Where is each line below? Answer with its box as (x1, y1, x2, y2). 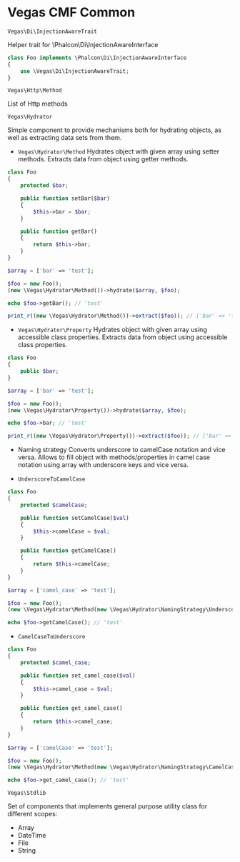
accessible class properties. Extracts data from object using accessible (17, 333, 228, 341)
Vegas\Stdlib (7, 790, 46, 797)
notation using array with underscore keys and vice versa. (17, 461, 189, 469)
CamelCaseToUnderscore (17, 633, 86, 641)
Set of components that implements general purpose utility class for (7, 802, 208, 811)
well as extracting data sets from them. (7, 134, 122, 142)
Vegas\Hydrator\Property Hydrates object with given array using (17, 326, 207, 334)
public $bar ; (20, 368, 59, 375)
